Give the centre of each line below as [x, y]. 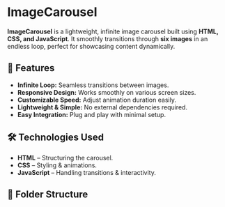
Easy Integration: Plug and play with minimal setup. [91, 114]
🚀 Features [31, 68]
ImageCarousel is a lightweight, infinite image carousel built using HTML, [113, 31]
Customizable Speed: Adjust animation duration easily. [96, 100]
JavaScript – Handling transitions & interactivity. [87, 172]
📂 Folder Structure [48, 194]
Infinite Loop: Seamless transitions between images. [93, 85]
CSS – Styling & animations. [57, 165]
